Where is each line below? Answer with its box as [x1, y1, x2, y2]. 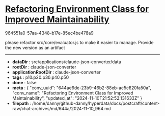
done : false [12, 79, 37, 85]
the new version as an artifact [5, 45, 65, 50]
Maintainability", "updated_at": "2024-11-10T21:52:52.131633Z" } [12, 95, 142, 101]
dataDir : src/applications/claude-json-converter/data [12, 59, 121, 65]
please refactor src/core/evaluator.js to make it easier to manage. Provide [5, 39, 154, 45]
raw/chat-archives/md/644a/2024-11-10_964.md [12, 105, 111, 111]
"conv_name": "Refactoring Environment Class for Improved [12, 90, 134, 96]
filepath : [12, 100, 31, 106]
